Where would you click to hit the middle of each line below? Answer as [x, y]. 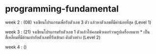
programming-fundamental [62, 9]
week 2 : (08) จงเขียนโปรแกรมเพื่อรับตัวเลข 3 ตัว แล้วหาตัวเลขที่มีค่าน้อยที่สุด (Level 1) [78, 22]
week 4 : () [16, 47]
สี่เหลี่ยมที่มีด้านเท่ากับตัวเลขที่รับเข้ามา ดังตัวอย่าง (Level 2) [53, 37]
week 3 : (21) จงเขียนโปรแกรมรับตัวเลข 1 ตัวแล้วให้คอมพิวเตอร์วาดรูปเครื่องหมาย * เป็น [78, 32]
